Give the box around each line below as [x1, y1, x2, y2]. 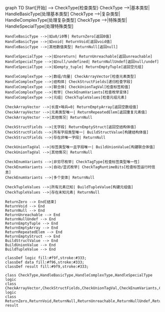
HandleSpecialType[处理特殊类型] [5, 23, 74, 29]
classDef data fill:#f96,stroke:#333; [5, 260, 84, 265]
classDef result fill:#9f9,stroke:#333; [5, 264, 89, 269]
